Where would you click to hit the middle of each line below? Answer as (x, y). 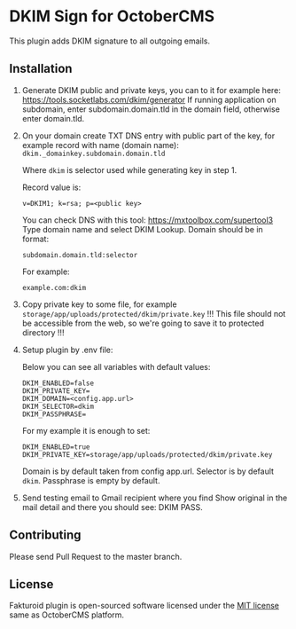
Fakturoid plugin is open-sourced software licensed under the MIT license (144, 606)
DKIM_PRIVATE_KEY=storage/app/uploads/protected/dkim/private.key (147, 454)
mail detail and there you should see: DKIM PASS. (112, 507)
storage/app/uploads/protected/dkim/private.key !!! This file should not (154, 313)
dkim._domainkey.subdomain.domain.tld (93, 153)
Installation (41, 69)
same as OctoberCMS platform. (67, 615)
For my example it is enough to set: (86, 430)
